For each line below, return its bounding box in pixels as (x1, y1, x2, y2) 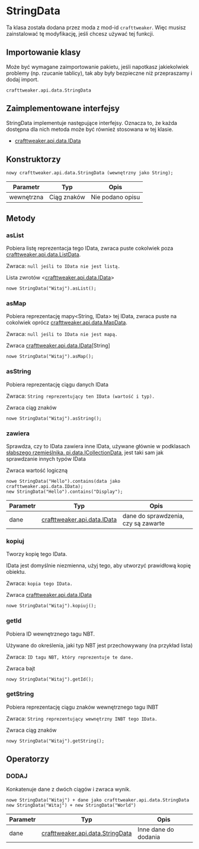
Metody (6, 213, 36, 224)
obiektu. (6, 568, 27, 576)
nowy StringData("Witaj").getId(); (6, 676, 94, 682)
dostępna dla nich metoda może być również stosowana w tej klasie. (6, 125, 174, 133)
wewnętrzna (9, 193, 44, 202)
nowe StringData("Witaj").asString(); (6, 415, 102, 422)
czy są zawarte (122, 519, 165, 527)
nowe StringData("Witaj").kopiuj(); (6, 603, 97, 609)
